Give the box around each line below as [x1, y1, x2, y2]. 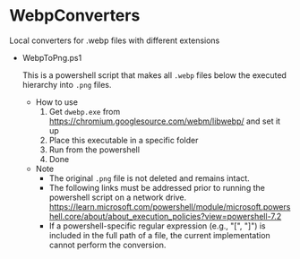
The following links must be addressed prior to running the [48, 182, 266, 193]
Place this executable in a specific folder [48, 134, 199, 145]
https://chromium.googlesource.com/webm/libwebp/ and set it [48, 116, 280, 126]
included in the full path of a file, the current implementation [48, 229, 270, 240]
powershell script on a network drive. [48, 192, 187, 203]
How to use [35, 96, 79, 108]
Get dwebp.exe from [48, 106, 121, 117]
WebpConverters [9, 5, 141, 26]
